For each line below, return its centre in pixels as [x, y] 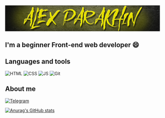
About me [20, 89]
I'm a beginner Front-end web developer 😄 [72, 45]
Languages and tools [38, 62]
